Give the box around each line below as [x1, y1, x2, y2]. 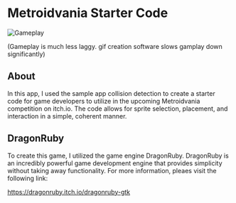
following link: [7, 174, 48, 182]
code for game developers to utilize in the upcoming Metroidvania [7, 97, 200, 105]
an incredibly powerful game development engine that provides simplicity [7, 158, 222, 168]
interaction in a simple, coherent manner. [7, 111, 127, 120]
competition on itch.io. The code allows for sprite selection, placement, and [7, 104, 228, 113]
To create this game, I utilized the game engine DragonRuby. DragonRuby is [7, 151, 229, 160]
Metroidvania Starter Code [7, 5, 168, 21]
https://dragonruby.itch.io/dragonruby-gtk [7, 187, 130, 196]
